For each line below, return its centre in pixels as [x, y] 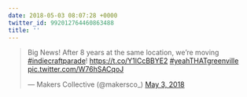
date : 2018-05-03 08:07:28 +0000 [63, 15]
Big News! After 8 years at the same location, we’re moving [123, 53]
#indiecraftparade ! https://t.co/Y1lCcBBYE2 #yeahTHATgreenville [133, 61]
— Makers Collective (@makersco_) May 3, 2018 [106, 84]
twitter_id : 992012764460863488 [61, 23]
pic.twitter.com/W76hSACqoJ [76, 69]
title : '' [24, 30]
